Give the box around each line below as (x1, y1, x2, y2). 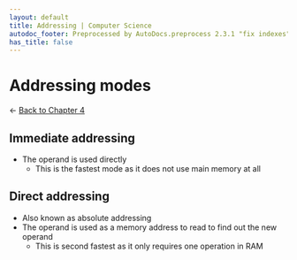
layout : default (9, 12, 69, 22)
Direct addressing (9, 189, 110, 204)
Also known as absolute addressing (21, 212, 152, 223)
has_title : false (9, 37, 73, 47)
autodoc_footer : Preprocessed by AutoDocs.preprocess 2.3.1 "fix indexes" (9, 29, 291, 38)
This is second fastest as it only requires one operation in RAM (34, 241, 263, 251)
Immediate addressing (9, 130, 135, 146)
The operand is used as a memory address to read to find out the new (21, 222, 277, 233)
